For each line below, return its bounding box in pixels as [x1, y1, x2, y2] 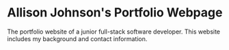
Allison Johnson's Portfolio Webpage [7, 5, 223, 21]
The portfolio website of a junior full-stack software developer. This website [7, 27, 221, 36]
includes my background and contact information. [7, 34, 148, 42]
